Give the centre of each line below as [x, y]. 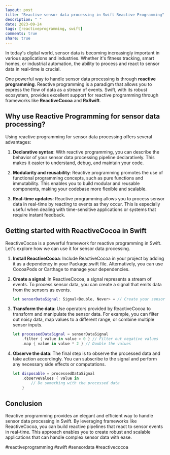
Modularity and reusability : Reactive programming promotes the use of [88, 172]
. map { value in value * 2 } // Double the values [77, 344]
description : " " [24, 19]
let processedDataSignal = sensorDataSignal [60, 334]
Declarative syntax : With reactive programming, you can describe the [86, 152]
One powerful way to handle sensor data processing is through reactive [81, 79]
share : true [18, 39]
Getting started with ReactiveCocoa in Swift [76, 231]
